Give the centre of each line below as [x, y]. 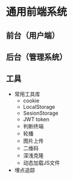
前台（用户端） [33, 35]
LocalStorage [39, 106]
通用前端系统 [37, 12]
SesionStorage [41, 113]
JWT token [36, 119]
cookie [31, 101]
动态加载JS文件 [41, 163]
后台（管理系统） [36, 57]
